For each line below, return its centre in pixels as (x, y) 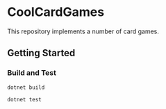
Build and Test (32, 73)
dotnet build (26, 87)
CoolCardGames (56, 12)
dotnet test (24, 99)
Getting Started (41, 53)
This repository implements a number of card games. (83, 31)
